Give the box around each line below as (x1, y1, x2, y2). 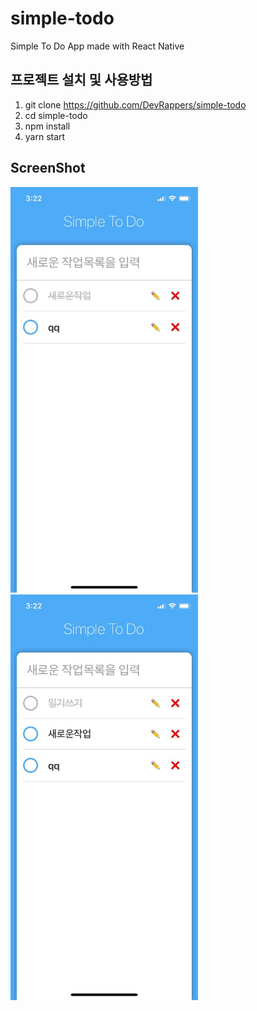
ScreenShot (10, 160, 86, 177)
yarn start (24, 130, 66, 142)
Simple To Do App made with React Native (10, 40, 185, 52)
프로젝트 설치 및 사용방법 (10, 72, 153, 89)
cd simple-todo (24, 109, 88, 121)
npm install (24, 120, 71, 132)
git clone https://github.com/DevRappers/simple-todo (24, 98, 247, 111)
